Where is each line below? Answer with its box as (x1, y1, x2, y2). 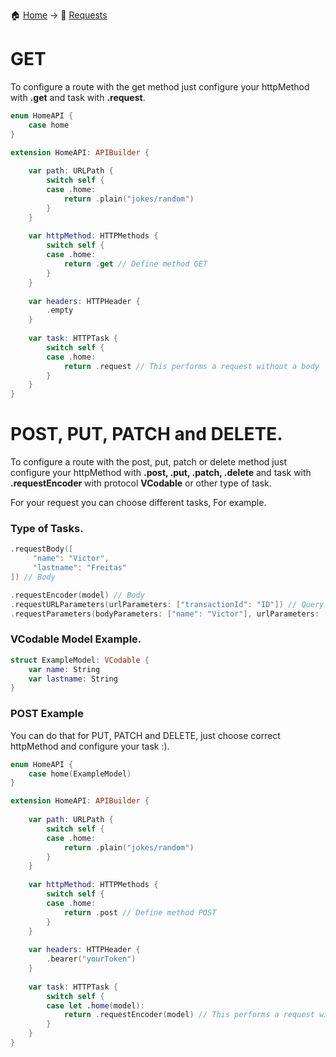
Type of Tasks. (10, 522, 84, 536)
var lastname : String (28, 674, 118, 684)
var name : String (28, 664, 101, 674)
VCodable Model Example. (10, 632, 142, 646)
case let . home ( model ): (46, 1000, 145, 1011)
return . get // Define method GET (63, 259, 208, 269)
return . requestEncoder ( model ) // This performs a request (63, 1010, 315, 1020)
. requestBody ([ (10, 544, 74, 554)
